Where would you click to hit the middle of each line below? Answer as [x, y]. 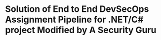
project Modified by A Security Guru [81, 30]
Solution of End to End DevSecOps [77, 9]
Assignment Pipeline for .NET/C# [74, 20]
